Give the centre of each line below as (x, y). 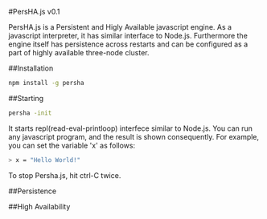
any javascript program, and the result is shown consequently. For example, (134, 136)
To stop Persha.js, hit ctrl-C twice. (65, 175)
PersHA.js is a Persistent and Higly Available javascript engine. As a (120, 27)
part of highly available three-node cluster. (79, 53)
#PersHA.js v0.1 (34, 12)
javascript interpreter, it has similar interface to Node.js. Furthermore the (128, 36)
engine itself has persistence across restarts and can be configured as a (128, 44)
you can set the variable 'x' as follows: (72, 145)
